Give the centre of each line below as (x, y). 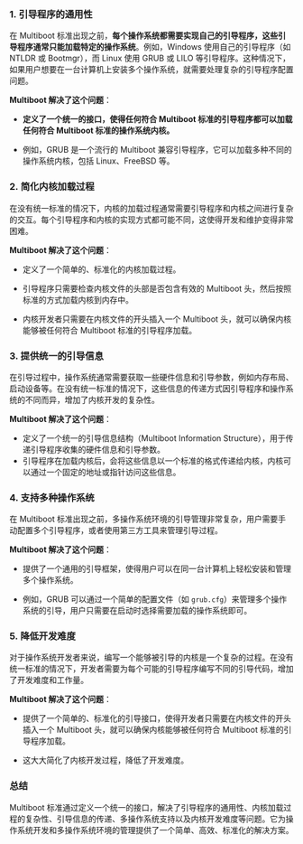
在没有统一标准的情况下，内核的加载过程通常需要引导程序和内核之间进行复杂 (151, 208)
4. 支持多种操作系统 (52, 497)
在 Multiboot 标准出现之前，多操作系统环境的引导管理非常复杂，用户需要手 (148, 519)
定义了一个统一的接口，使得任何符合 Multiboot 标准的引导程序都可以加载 (157, 119)
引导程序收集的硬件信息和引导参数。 (97, 449)
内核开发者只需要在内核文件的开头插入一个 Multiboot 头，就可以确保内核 (157, 319)
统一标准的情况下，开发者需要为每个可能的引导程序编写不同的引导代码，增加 (151, 669)
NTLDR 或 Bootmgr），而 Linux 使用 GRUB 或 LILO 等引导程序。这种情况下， (150, 58)
